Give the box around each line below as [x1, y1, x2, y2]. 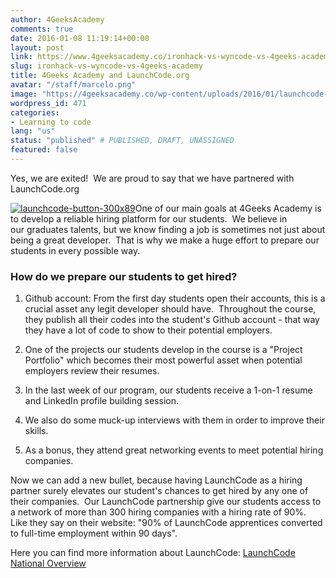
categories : [10, 107, 60, 118]
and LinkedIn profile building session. [24, 395, 179, 407]
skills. [24, 425, 49, 437]
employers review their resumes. [24, 365, 160, 377]
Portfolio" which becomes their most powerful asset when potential [24, 354, 303, 366]
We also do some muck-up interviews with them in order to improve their [24, 414, 325, 426]
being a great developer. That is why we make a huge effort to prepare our [10, 234, 320, 246]
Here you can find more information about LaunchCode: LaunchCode [10, 547, 296, 559]
